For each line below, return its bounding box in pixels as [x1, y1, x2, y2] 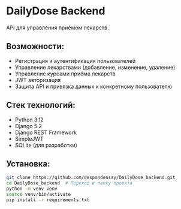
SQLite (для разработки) [14, 141, 78, 149]
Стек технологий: [6, 100, 76, 110]
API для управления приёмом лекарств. [6, 24, 109, 31]
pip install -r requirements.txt [6, 196, 90, 203]
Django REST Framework [14, 129, 77, 136]
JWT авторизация [14, 76, 61, 83]
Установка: [6, 159, 50, 169]
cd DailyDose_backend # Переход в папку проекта [6, 180, 133, 186]
